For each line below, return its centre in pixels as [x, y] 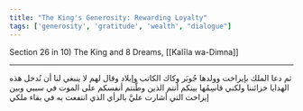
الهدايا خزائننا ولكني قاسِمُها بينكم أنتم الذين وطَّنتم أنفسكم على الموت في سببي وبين [150, 88]
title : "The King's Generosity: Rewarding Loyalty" [108, 18]
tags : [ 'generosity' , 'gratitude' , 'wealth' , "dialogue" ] [120, 26]
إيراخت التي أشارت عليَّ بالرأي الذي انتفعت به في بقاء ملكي [109, 97]
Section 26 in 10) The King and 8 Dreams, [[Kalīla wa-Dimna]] [124, 51]
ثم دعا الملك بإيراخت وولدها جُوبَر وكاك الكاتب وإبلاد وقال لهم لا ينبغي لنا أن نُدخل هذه [151, 78]
